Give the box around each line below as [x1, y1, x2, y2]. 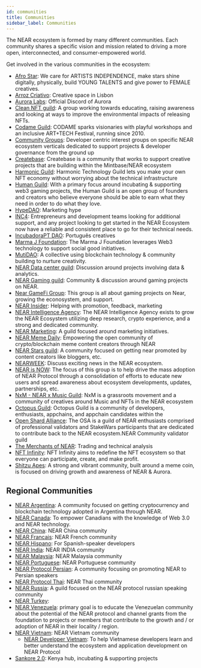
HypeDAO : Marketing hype [14, 207, 82, 214]
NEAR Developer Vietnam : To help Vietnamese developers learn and [23, 636, 193, 643]
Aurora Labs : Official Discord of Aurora [14, 98, 112, 105]
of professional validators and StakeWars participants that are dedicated [14, 424, 194, 431]
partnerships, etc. [14, 385, 59, 392]
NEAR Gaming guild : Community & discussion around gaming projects [14, 277, 188, 284]
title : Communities [6, 14, 55, 20]
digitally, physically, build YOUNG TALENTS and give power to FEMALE [14, 79, 191, 86]
